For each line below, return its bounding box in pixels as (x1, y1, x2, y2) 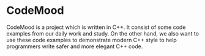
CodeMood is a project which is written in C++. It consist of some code (6, 23, 186, 31)
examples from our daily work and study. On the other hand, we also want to (6, 30, 199, 37)
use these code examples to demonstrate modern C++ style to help (6, 36, 177, 43)
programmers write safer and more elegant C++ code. (6, 43, 143, 50)
